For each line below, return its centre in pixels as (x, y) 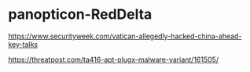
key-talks (23, 44)
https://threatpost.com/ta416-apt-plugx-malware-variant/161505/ (113, 59)
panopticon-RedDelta (80, 14)
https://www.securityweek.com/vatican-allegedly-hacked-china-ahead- (125, 36)
